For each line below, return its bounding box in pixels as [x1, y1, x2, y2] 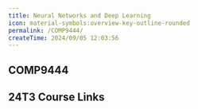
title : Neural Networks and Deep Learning [8, 11, 151, 20]
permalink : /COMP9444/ [8, 26, 83, 34]
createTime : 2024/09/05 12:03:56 [8, 33, 119, 42]
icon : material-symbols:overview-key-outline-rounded [8, 19, 191, 27]
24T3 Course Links [8, 91, 105, 104]
